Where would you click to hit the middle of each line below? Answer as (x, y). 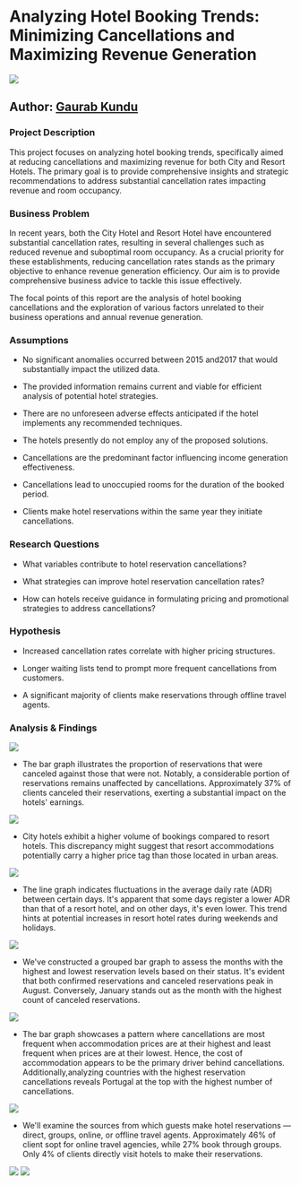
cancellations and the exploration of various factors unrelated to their (137, 307)
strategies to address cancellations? (89, 608)
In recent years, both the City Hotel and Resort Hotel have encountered (140, 233)
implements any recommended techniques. (102, 423)
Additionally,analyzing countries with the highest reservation (134, 1072)
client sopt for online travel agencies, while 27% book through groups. (152, 1145)
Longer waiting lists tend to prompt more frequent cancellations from (150, 668)
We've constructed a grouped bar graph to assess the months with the (153, 962)
